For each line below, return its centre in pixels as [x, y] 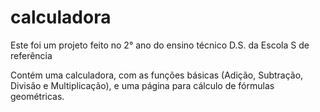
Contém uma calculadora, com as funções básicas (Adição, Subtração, [157, 75]
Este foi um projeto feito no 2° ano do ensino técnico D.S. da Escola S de [160, 45]
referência [31, 55]
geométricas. [37, 96]
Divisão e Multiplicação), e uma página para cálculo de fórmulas [142, 85]
